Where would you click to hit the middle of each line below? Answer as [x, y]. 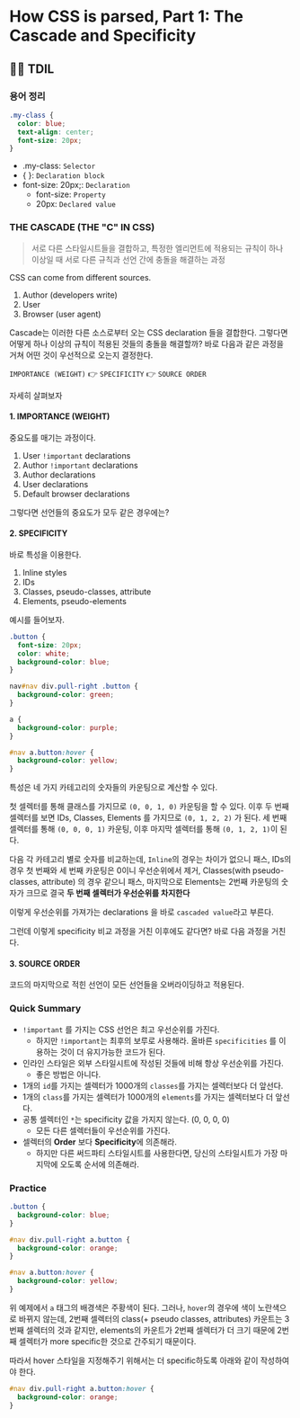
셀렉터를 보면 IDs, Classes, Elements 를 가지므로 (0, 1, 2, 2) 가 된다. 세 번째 [148, 818]
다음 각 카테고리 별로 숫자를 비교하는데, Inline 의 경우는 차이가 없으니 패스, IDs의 [150, 860]
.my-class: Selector [59, 166]
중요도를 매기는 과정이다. [53, 437]
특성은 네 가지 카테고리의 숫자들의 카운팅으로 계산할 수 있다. [114, 788]
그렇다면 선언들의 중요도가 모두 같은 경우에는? [89, 512]
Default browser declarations [76, 494]
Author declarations [59, 475]
